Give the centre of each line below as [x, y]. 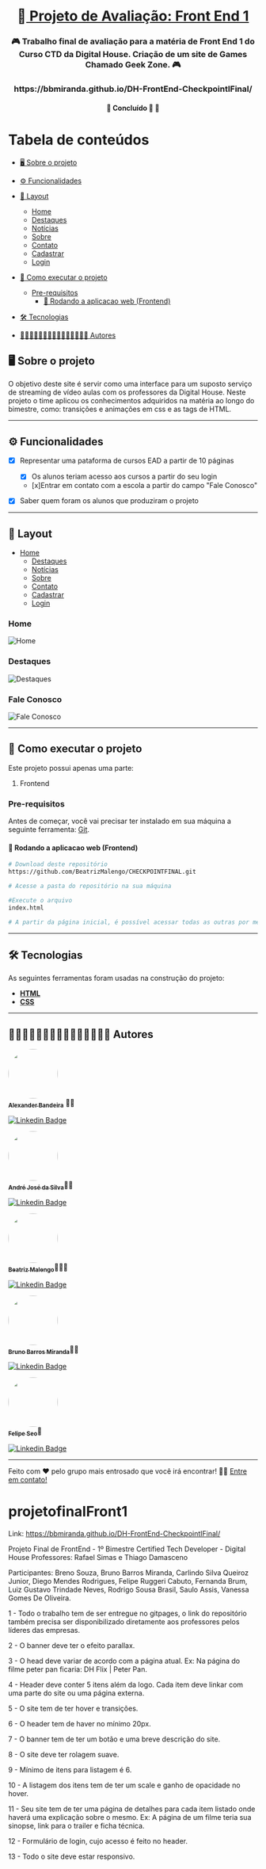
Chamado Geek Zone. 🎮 [133, 65]
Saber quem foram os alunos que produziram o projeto [109, 501]
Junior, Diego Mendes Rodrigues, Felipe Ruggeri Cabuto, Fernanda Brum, [128, 1581]
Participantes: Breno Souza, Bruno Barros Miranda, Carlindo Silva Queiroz [129, 1573]
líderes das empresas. [44, 1631]
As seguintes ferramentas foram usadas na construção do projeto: [116, 978]
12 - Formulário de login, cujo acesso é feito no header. [98, 1841]
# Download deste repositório [58, 864]
